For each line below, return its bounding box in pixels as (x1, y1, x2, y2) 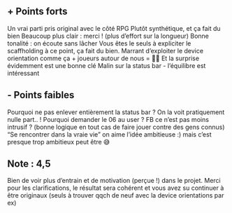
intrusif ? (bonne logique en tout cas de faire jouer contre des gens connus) (7, 123, 225, 131)
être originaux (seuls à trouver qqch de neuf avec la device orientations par (7, 191, 224, 200)
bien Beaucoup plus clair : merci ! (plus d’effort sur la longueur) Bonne (7, 32, 210, 40)
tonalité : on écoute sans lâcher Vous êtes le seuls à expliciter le (7, 39, 191, 48)
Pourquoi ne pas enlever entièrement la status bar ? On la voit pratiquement (7, 108, 225, 116)
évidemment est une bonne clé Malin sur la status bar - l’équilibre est (7, 61, 206, 69)
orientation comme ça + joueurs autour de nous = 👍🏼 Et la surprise (7, 54, 200, 62)
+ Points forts (7, 6, 68, 18)
